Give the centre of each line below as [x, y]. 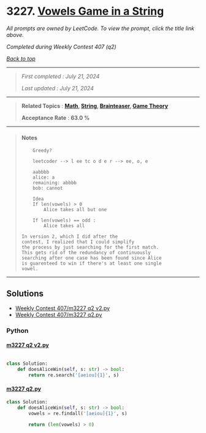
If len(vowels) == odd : [64, 220]
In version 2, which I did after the [70, 237]
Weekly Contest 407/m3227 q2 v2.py [63, 308]
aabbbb [41, 172]
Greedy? [42, 151]
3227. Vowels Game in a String [85, 11]
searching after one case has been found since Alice [91, 258]
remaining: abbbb [55, 183]
